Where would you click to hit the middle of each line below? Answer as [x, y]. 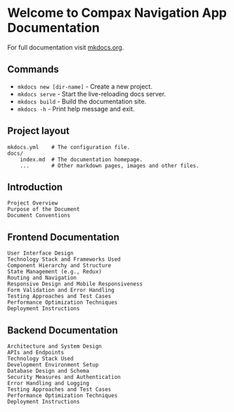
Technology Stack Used [40, 359]
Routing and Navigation [42, 278]
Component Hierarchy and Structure [59, 266]
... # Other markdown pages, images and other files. [110, 166]
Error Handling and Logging [48, 383]
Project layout [39, 131]
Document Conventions [39, 216]
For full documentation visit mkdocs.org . [66, 47]
